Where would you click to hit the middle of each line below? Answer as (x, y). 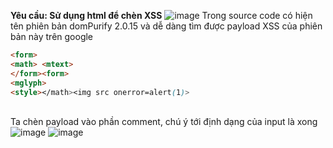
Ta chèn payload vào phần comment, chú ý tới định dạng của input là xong (164, 122)
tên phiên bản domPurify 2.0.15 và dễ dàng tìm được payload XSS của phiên (166, 26)
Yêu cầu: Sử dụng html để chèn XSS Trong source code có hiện (161, 15)
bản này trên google (52, 36)
